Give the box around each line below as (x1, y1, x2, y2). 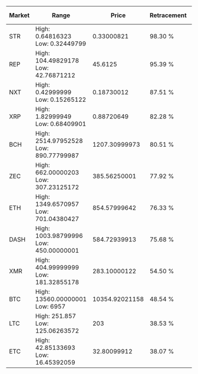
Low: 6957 (35, 303, 66, 310)
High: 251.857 (35, 312, 77, 320)
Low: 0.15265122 (35, 95, 87, 104)
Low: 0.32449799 (35, 39, 87, 48)
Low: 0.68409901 (35, 120, 87, 128)
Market (9, 11, 30, 19)
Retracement (149, 11, 187, 19)
